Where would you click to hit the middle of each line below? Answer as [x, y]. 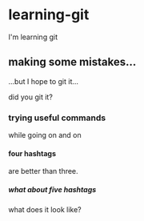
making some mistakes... [72, 62]
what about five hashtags [52, 189]
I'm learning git [33, 37]
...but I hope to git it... [43, 81]
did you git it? [31, 97]
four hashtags [32, 153]
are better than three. [43, 171]
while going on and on [45, 135]
